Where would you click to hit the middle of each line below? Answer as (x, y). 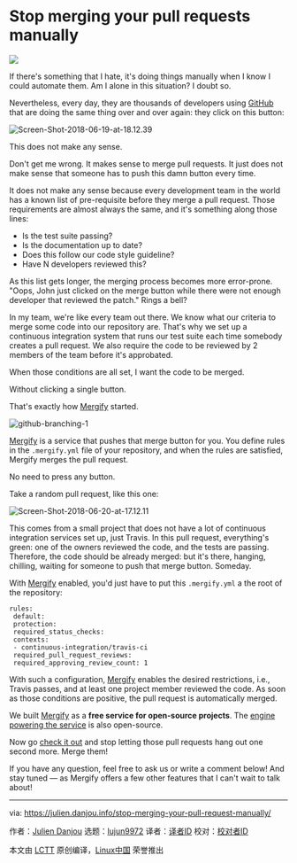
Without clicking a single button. (68, 389)
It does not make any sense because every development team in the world (145, 190)
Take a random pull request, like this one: (84, 494)
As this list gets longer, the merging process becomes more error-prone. (141, 281)
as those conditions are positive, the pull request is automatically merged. (143, 698)
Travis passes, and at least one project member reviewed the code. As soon (148, 688)
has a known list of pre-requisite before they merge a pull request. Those (142, 199)
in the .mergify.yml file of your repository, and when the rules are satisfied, (146, 450)
